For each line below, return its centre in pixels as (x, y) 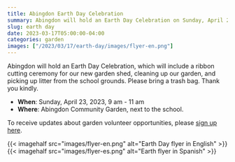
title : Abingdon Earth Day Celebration (65, 14)
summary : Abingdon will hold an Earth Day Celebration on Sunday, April (115, 20)
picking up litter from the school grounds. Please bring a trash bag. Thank (114, 81)
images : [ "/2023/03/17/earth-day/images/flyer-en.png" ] (90, 46)
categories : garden (36, 40)
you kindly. (23, 88)
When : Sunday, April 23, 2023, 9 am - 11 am (81, 102)
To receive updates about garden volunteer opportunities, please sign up (112, 123)
